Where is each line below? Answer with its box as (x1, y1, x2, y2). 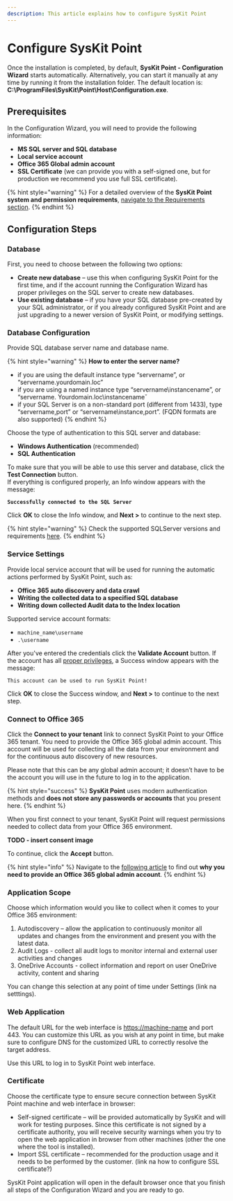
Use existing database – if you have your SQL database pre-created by (17, 296, 223, 304)
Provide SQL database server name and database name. (7, 344, 169, 352)
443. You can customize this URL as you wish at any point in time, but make (7, 1030, 225, 1039)
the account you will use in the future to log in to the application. (7, 773, 191, 781)
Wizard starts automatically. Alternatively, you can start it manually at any (7, 70, 218, 79)
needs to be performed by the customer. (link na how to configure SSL (17, 1157, 220, 1165)
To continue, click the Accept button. (7, 849, 114, 857)
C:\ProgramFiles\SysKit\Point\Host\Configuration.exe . (7, 85, 169, 94)
